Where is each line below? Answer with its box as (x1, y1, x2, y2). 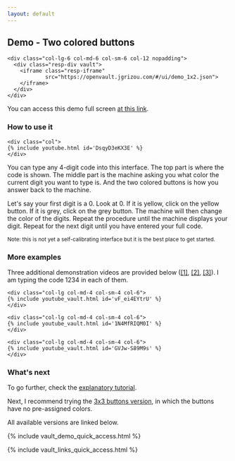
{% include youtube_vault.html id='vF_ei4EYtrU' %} (7, 296, 162, 303)
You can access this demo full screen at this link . (7, 104, 149, 113)
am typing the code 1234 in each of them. (7, 276, 129, 285)
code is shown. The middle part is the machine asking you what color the (7, 170, 220, 179)
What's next (7, 367, 51, 377)
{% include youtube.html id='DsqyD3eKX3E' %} (7, 144, 143, 152)
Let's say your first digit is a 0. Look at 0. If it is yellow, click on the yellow (7, 199, 220, 208)
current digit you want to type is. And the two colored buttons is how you (7, 178, 219, 186)
